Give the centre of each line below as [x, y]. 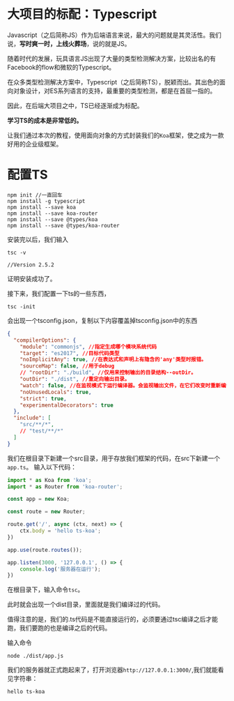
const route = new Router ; [46, 512]
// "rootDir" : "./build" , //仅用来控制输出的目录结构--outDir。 [108, 373]
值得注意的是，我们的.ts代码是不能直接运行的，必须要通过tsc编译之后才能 [112, 619]
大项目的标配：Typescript [82, 14]
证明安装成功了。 [32, 278]
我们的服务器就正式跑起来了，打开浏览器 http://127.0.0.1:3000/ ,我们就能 [112, 670]
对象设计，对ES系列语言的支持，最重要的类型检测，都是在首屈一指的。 [115, 91]
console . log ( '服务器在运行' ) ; [60, 569]
